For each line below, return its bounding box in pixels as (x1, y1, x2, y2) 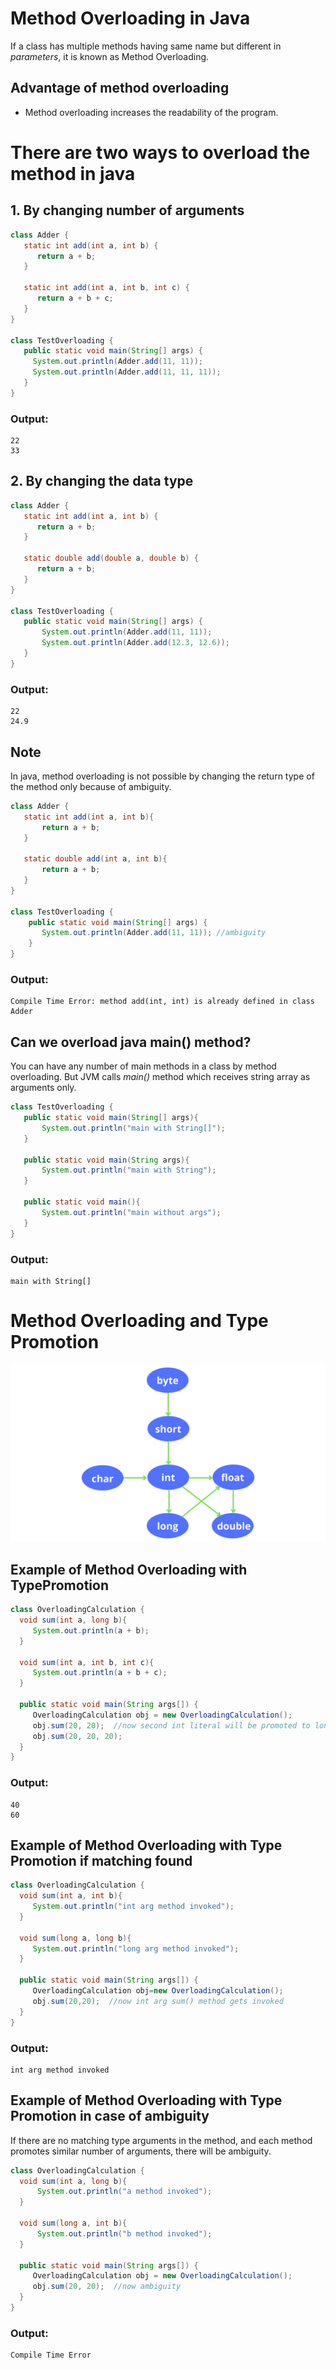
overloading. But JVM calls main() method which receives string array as (10, 1071, 311, 1083)
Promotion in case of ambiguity (10, 2108, 210, 2125)
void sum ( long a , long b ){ (19, 1933, 132, 1943)
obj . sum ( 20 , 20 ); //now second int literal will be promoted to (32, 1720, 311, 1731)
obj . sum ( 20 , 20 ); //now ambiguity (32, 2282, 182, 2292)
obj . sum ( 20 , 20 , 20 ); (32, 1731, 123, 1741)
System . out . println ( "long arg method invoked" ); (32, 1943, 240, 1954)
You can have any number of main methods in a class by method (10, 1060, 277, 1072)
